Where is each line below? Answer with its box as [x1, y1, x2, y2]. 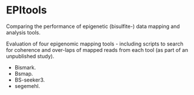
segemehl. [14, 82, 40, 89]
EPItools [6, 3, 47, 17]
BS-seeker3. [14, 76, 45, 83]
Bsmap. [14, 70, 33, 77]
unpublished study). [6, 52, 55, 59]
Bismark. [14, 64, 36, 71]
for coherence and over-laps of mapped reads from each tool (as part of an [6, 46, 189, 53]
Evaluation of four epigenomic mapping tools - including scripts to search [6, 40, 183, 47]
